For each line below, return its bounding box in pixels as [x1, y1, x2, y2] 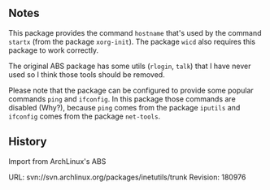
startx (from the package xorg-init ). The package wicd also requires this [8, 37, 256, 46]
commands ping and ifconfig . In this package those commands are [8, 93, 236, 104]
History [8, 135, 47, 149]
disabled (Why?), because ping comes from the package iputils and [8, 102, 241, 112]
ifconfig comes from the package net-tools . [8, 111, 161, 121]
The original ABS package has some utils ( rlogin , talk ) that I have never [8, 61, 251, 71]
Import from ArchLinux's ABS [8, 156, 107, 166]
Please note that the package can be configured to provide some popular [8, 85, 254, 95]
